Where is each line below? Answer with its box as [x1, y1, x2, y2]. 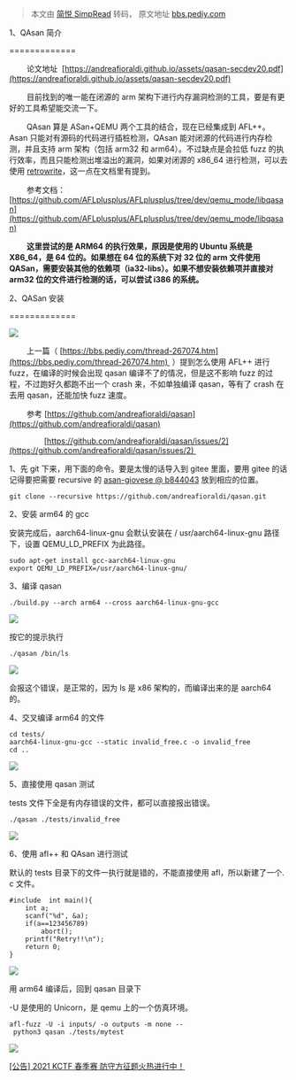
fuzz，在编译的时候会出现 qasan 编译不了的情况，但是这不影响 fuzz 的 [9, 367, 266, 378]
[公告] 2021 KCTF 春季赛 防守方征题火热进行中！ [9, 1061, 186, 1071]
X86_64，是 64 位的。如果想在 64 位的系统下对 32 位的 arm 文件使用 [9, 252, 261, 262]
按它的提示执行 [9, 632, 64, 642]
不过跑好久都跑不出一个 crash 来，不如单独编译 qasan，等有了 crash [24, 379, 275, 389]
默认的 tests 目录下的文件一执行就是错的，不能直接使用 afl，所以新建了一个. [9, 868, 285, 877]
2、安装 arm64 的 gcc [9, 509, 90, 519]
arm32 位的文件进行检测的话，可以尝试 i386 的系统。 [9, 274, 204, 284]
